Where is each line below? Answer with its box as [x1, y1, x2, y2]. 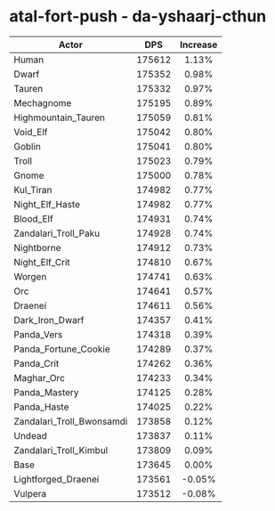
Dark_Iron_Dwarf [13, 313, 85, 326]
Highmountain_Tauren [13, 111, 105, 124]
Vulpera [13, 487, 47, 499]
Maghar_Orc [13, 371, 65, 384]
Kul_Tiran [13, 183, 53, 196]
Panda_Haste [13, 401, 69, 413]
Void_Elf [13, 126, 48, 138]
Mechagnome [13, 96, 72, 109]
